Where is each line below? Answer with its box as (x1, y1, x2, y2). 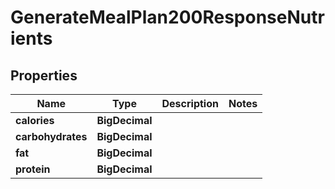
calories (15, 114, 55, 127)
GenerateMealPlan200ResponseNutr (10, 6, 325, 29)
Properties (10, 67, 78, 84)
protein (15, 162, 51, 176)
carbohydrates (15, 130, 88, 143)
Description (161, 97, 219, 110)
